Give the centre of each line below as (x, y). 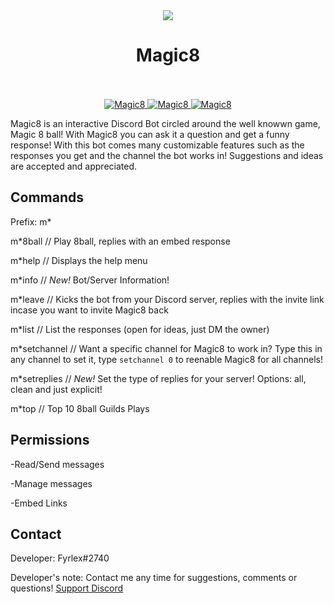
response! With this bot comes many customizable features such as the (157, 145)
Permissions (50, 440)
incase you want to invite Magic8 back (89, 310)
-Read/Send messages (57, 464)
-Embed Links (39, 503)
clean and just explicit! (56, 389)
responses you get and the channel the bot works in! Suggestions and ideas (167, 155)
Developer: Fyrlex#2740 (60, 558)
